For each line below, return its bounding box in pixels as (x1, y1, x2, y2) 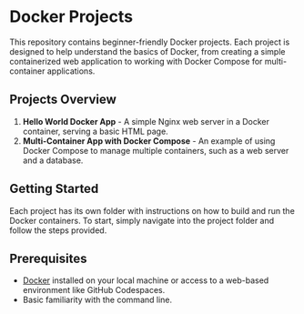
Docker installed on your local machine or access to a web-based (22, 275, 269, 286)
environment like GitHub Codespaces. (22, 285, 166, 296)
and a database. (22, 155, 84, 166)
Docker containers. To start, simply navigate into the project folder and (9, 215, 275, 226)
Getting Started (9, 181, 99, 197)
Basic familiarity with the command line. (22, 294, 173, 306)
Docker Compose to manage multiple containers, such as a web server (22, 145, 289, 156)
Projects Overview (9, 92, 117, 107)
